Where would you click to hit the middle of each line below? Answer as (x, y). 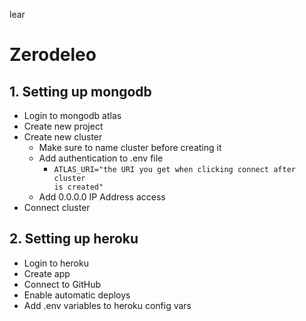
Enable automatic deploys (77, 295)
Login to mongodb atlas (72, 115)
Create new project (63, 126)
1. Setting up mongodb (80, 91)
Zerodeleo (53, 55)
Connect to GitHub (62, 284)
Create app (47, 273)
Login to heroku (56, 263)
